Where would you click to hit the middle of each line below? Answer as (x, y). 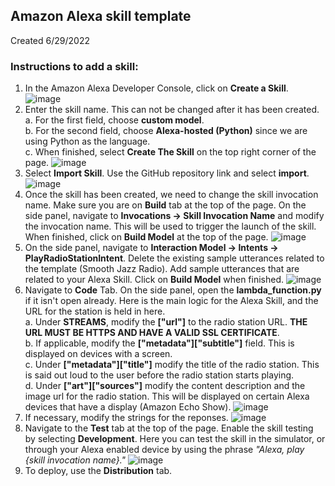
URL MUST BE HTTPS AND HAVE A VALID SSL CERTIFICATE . (152, 333)
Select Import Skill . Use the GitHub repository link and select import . (167, 173)
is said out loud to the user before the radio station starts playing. (159, 375)
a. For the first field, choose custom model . (114, 120)
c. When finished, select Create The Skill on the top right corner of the (170, 152)
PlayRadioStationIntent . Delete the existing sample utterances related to (174, 258)
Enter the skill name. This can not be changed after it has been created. (172, 110)
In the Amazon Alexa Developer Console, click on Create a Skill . (156, 88)
